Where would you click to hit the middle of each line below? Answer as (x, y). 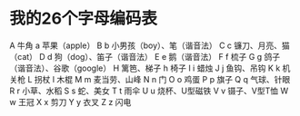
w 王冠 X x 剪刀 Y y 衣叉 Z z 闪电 (70, 101)
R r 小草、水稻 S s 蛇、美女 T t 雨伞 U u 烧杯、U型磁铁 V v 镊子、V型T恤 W (149, 91)
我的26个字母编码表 (83, 19)
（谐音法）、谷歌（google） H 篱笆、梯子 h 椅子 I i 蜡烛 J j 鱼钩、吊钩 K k (145, 68)
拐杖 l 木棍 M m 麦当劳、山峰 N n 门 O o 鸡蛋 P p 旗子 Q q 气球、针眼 (162, 79)
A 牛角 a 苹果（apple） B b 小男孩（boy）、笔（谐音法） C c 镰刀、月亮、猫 (150, 45)
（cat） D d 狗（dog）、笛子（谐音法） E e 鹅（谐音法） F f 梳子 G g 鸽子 (145, 56)
